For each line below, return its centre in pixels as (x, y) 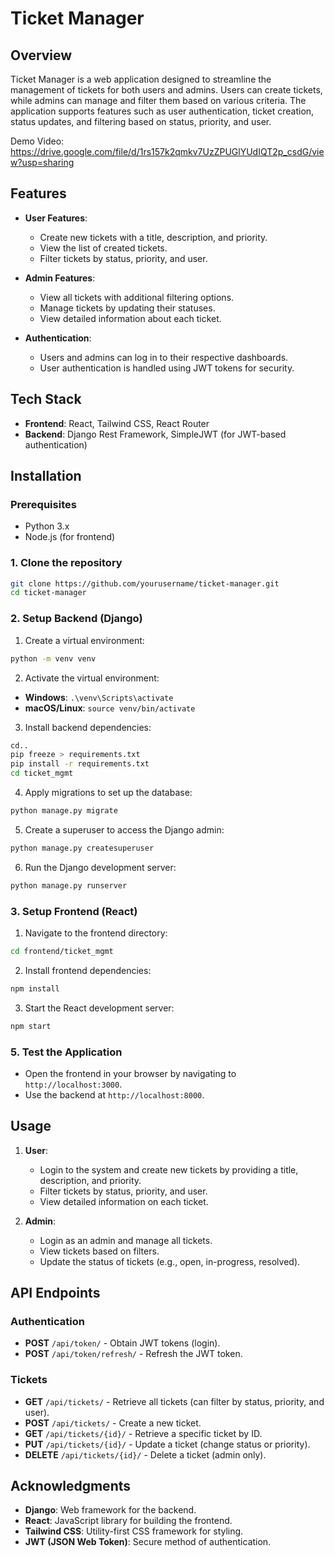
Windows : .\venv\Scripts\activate (99, 697)
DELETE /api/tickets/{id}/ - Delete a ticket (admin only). (145, 1454)
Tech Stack (46, 399)
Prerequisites (43, 504)
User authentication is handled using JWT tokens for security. (167, 368)
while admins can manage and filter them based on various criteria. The (158, 100)
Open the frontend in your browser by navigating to (130, 1073)
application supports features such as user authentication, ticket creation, (162, 111)
